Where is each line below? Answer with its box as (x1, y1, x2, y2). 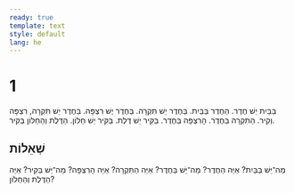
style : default (9, 29, 66, 38)
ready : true (9, 12, 53, 22)
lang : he (9, 37, 42, 47)
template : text (9, 21, 66, 30)
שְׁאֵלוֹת (9, 141, 46, 156)
